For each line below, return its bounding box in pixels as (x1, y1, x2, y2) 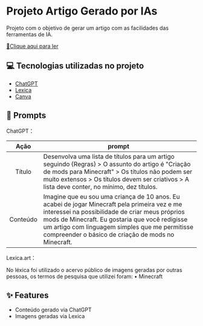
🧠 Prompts (6, 110, 47, 121)
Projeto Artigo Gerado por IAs (6, 4, 158, 18)
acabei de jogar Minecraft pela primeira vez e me (43, 200, 182, 208)
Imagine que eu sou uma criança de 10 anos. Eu (43, 192, 180, 201)
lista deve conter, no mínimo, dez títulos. (43, 182, 158, 191)
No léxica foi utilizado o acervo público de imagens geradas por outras (6, 266, 182, 273)
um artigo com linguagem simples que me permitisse (43, 222, 194, 231)
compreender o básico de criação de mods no (43, 230, 175, 239)
